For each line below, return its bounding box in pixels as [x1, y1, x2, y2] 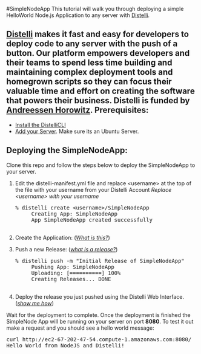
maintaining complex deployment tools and [6, 67, 173, 78]
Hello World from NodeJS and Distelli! [6, 342, 125, 349]
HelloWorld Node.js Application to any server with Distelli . [6, 12, 150, 19]
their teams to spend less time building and [6, 58, 173, 68]
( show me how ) [15, 299, 54, 307]
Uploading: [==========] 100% [31, 270, 121, 276]
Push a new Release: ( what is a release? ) [15, 245, 118, 253]
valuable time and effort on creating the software [6, 86, 195, 97]
